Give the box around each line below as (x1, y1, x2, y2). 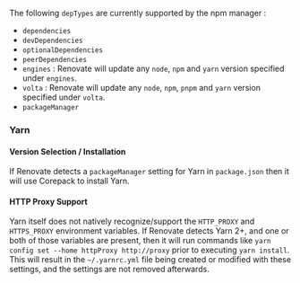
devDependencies (21, 36, 83, 45)
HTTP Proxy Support (9, 196, 88, 207)
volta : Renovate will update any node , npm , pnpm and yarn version (21, 83, 261, 93)
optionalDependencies (21, 46, 103, 55)
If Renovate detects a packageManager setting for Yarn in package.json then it (9, 166, 289, 177)
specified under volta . (21, 92, 106, 102)
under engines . (21, 73, 78, 84)
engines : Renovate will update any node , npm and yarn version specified (21, 63, 285, 74)
